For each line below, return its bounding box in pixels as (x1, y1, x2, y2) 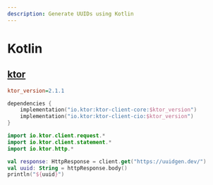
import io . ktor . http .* (7, 145, 74, 152)
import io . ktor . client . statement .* (7, 139, 112, 146)
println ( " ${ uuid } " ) (7, 171, 65, 178)
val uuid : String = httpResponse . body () (7, 165, 128, 172)
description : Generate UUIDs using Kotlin (7, 10, 134, 18)
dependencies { (7, 100, 52, 107)
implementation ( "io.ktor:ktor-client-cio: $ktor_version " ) (20, 113, 194, 120)
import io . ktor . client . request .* (7, 132, 106, 139)
